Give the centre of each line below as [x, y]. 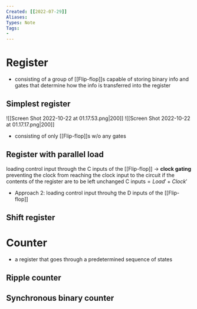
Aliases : [17, 17]
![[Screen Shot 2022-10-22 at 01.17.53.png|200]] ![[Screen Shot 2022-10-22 [98, 118]
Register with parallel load [55, 154]
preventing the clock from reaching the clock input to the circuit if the [91, 175]
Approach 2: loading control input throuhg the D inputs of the [89, 193]
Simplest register [38, 104]
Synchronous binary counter [60, 298]
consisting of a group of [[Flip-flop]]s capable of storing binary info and [102, 79]
